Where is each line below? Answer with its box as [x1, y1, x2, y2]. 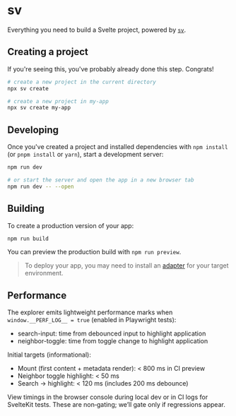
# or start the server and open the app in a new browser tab [7, 176, 194, 184]
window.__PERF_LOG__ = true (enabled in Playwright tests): [7, 316, 177, 324]
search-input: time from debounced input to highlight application [17, 329, 206, 338]
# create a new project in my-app [7, 97, 110, 105]
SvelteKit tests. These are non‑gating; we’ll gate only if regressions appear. [7, 400, 226, 409]
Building [7, 203, 45, 215]
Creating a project [7, 46, 88, 58]
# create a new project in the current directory [7, 78, 157, 85]
